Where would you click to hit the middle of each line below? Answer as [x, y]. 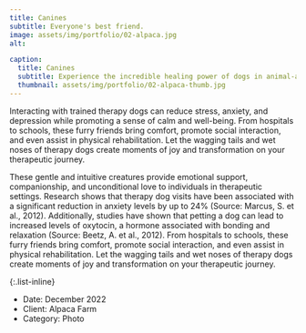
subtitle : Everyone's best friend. [77, 26]
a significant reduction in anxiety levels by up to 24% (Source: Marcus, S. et [152, 206]
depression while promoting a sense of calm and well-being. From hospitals [152, 120]
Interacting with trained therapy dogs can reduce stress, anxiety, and [139, 111]
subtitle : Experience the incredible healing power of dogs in [140, 77]
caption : [26, 60]
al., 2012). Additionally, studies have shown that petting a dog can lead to [147, 216]
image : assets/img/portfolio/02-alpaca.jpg [93, 35]
